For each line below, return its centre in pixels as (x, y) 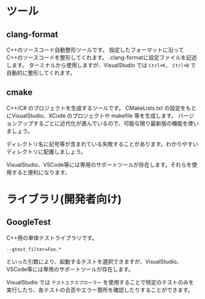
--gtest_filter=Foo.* (34, 249)
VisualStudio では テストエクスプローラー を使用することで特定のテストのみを (100, 282)
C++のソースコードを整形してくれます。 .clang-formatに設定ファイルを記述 (102, 57)
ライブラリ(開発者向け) (64, 199)
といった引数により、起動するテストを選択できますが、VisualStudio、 (94, 261)
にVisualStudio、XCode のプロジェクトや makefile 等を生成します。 (91, 115)
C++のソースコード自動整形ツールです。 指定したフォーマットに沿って (95, 50)
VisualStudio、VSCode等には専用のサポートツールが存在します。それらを (99, 164)
